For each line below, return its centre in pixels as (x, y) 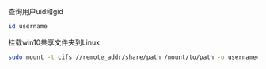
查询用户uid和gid (36, 11)
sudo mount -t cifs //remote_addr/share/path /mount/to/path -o (116, 57)
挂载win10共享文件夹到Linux (54, 42)
